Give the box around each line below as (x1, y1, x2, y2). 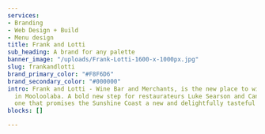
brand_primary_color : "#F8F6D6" (7, 70, 114, 78)
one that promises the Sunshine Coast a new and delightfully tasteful (14, 99, 256, 107)
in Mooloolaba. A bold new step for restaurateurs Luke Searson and (14, 92, 245, 100)
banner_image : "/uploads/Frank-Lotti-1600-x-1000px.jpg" (7, 56, 199, 64)
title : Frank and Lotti (7, 41, 86, 49)
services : (7, 11, 40, 20)
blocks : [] (7, 107, 44, 115)
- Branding (7, 19, 44, 27)
